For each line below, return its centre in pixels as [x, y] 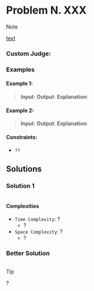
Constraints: [22, 137]
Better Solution [28, 254]
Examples [21, 69]
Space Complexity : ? [38, 232]
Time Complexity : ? [37, 219]
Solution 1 [20, 186]
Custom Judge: [28, 53]
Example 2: [20, 110]
